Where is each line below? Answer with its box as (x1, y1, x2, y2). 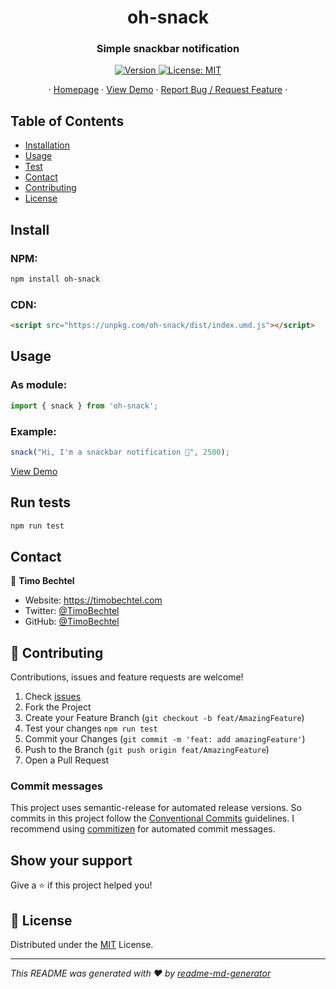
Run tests (10, 494, 71, 511)
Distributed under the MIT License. (10, 939, 154, 950)
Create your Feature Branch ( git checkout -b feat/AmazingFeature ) (24, 712, 305, 724)
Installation (24, 139, 71, 151)
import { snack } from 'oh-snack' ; (10, 401, 159, 411)
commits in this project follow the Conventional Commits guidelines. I (10, 812, 295, 825)
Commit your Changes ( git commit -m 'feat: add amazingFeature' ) (24, 733, 306, 745)
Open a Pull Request (24, 754, 110, 766)
